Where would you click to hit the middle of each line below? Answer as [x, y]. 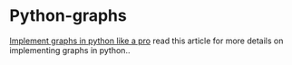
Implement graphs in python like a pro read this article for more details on [146, 41]
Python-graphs [68, 16]
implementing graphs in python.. [70, 50]
